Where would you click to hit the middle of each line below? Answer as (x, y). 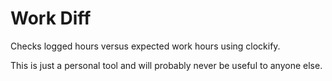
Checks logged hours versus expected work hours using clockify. (145, 46)
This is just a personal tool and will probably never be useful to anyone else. (166, 65)
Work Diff (51, 18)
